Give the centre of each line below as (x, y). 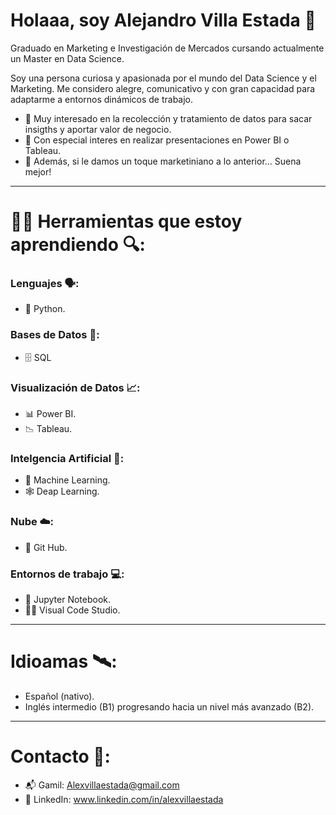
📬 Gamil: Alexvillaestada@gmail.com (102, 785)
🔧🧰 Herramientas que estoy (126, 221)
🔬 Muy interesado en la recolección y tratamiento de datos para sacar (168, 118)
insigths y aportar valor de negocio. (98, 129)
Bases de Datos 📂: (55, 335)
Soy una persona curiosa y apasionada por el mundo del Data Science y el (163, 78)
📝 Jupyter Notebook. (68, 599)
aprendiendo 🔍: (78, 245)
